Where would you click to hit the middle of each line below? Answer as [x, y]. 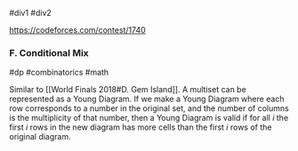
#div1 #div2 [30, 13]
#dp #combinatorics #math [59, 72]
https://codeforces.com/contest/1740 [78, 30]
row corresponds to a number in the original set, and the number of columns [149, 108]
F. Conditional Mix [49, 52]
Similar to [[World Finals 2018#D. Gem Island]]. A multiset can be [128, 90]
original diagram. [40, 137]
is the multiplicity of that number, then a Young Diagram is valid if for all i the [149, 118]
